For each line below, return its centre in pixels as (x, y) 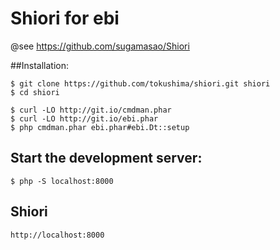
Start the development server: (106, 158)
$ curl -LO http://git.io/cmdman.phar (91, 110)
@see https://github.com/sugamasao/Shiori (100, 46)
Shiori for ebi (65, 18)
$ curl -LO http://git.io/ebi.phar (84, 118)
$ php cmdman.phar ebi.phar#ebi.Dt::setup (100, 127)
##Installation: (39, 65)
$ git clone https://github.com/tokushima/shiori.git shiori (140, 83)
